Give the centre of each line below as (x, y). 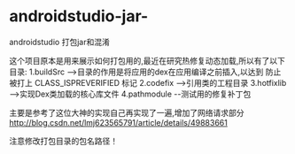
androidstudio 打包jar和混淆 (60, 42)
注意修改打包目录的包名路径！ (63, 141)
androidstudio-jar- (79, 16)
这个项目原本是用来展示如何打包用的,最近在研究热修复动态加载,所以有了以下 (147, 60)
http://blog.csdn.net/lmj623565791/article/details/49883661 (118, 122)
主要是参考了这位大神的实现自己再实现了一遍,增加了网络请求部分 (127, 112)
